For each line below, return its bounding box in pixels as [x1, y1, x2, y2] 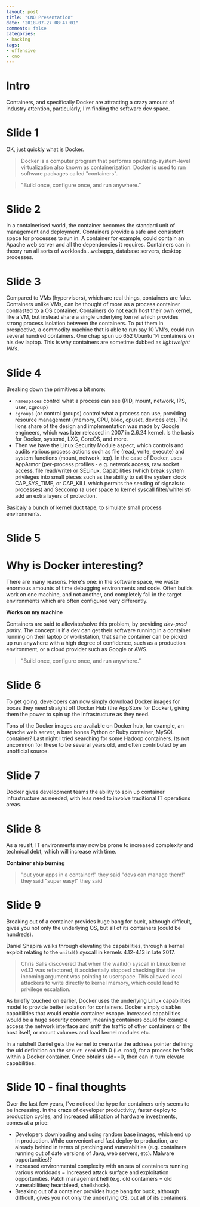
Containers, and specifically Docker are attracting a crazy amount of [6, 98, 175, 106]
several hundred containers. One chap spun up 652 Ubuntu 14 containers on [6, 332, 195, 340]
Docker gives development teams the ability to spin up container [6, 789, 165, 796]
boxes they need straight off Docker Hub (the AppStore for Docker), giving [6, 704, 190, 712]
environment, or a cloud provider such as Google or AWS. [6, 646, 148, 653]
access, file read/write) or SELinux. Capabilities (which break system [14, 467, 184, 475]
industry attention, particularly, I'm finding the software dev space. [6, 105, 170, 112]
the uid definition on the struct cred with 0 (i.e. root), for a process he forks [6, 1047, 193, 1054]
